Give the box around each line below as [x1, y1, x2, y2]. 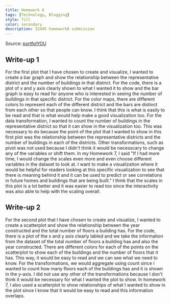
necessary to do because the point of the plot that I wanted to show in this [5, 128, 162, 134]
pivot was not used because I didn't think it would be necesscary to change [5, 145, 164, 151]
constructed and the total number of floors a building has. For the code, [5, 227, 156, 233]
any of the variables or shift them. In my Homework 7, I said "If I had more [5, 150, 160, 156]
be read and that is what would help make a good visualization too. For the [5, 112, 162, 118]
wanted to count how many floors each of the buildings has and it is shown [5, 265, 163, 271]
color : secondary [5, 21, 42, 27]
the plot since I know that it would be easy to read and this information [5, 287, 153, 293]
